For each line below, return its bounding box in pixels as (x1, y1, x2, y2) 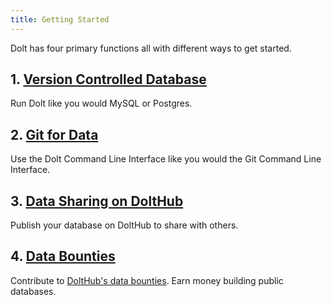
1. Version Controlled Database (10, 71, 207, 88)
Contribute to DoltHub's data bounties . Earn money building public (10, 274, 284, 286)
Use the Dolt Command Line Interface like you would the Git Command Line (10, 153, 322, 165)
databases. (10, 285, 57, 297)
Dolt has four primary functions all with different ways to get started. (10, 42, 292, 54)
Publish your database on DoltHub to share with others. (10, 219, 239, 231)
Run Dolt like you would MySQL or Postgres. (10, 97, 193, 110)
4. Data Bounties (10, 248, 116, 265)
